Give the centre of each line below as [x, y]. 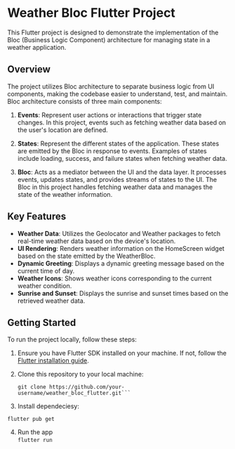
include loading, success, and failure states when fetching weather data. [122, 158]
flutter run [35, 441]
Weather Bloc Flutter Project [91, 13]
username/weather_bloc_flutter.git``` [74, 393]
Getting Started [42, 322]
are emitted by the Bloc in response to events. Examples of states [112, 151]
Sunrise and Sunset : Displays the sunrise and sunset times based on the [123, 293]
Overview [29, 69]
